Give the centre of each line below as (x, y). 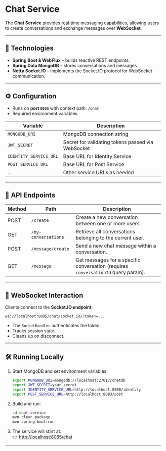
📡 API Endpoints (30, 195)
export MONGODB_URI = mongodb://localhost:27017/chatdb (69, 380)
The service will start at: (37, 431)
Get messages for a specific (108, 260)
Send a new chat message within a (116, 246)
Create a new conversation (107, 217)
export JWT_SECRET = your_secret (44, 385)
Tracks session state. (34, 331)
